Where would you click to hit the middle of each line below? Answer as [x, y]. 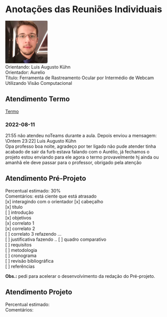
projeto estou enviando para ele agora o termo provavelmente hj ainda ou [82, 157]
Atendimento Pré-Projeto [46, 179]
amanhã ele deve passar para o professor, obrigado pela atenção [74, 163]
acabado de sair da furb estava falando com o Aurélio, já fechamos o [77, 152]
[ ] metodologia [21, 250]
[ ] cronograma [21, 256]
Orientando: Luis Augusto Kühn [38, 67]
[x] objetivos [18, 217]
